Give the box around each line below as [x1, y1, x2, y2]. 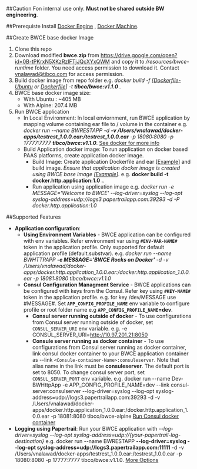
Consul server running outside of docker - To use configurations [32, 312, 192, 319]
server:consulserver [32, 388, 81, 394]
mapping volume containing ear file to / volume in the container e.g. [23, 121, 188, 127]
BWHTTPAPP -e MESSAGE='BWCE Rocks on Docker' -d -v [23, 256, 169, 263]
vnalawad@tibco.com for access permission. [14, 71, 124, 77]
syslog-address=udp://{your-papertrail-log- [73, 431, 181, 438]
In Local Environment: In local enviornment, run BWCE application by [23, 114, 190, 121]
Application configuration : [14, 225, 81, 232]
